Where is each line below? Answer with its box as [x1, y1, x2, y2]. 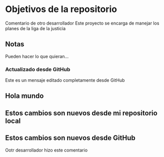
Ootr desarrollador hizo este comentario [5, 147, 88, 153]
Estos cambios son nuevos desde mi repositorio [5, 109, 157, 117]
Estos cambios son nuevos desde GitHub [5, 134, 136, 142]
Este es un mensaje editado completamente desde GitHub [5, 77, 125, 83]
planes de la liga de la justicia [5, 25, 66, 31]
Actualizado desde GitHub [5, 66, 70, 73]
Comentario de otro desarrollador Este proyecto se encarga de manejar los [5, 20, 159, 26]
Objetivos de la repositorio [5, 4, 117, 15]
